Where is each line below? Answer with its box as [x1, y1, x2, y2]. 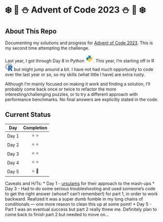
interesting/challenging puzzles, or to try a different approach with [5, 92, 138, 97]
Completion [23, 125, 48, 131]
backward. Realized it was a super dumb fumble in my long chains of [5, 196, 144, 202]
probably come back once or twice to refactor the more [5, 86, 117, 92]
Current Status [5, 111, 51, 119]
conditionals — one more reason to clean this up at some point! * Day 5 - [5, 201, 152, 207]
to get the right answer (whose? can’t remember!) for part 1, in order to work [5, 191, 158, 197]
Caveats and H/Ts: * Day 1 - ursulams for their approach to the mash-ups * [5, 181, 155, 186]
